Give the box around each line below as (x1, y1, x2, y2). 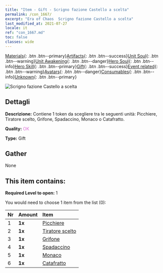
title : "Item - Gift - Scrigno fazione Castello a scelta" (5, 7, 129, 12)
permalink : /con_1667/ (5, 12, 52, 17)
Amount (18, 211, 38, 218)
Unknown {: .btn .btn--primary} (14, 74, 77, 79)
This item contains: (5, 177, 66, 185)
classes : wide (5, 39, 35, 44)
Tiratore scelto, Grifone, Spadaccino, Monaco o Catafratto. (5, 116, 125, 122)
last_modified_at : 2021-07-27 (5, 21, 68, 26)
